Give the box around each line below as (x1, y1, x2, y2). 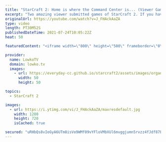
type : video (5, 21, 30, 26)
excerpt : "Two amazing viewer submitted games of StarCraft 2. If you (5, 12, 154, 17)
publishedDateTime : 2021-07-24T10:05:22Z (5, 30, 92, 35)
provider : (5, 52, 26, 57)
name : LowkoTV (9, 57, 39, 62)
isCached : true (14, 121, 45, 126)
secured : (5, 130, 23, 135)
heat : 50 (5, 35, 23, 40)
